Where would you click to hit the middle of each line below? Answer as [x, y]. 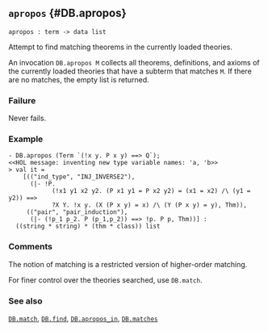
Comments [30, 247]
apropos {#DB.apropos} [67, 13]
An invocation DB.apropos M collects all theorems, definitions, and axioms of [134, 62]
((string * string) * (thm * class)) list [88, 226]
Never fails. [27, 118]
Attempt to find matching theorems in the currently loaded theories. [120, 47]
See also [25, 300]
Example [26, 139]
